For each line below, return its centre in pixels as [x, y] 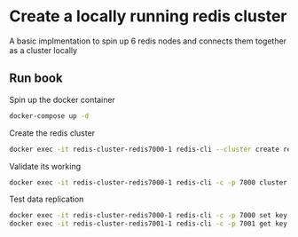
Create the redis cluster [52, 133]
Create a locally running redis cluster [148, 16]
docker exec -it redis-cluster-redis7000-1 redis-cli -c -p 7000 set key [149, 216]
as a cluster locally [43, 50]
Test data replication [47, 199]
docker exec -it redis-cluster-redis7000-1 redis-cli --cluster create [144, 149]
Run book [36, 79]
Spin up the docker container [62, 99]
